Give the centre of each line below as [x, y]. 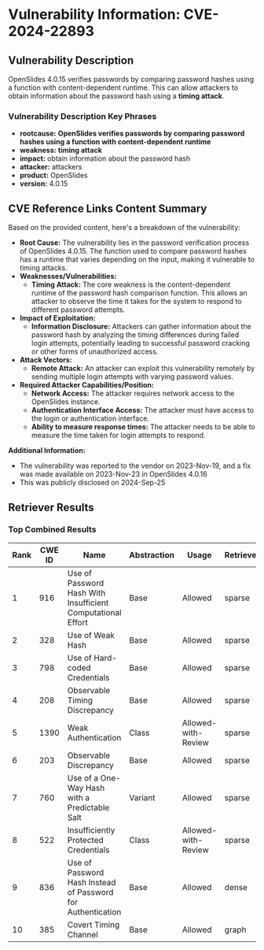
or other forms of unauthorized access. [95, 351]
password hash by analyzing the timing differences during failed [135, 335]
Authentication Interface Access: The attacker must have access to [142, 410]
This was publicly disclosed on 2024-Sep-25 [92, 483]
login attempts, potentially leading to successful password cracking [140, 343]
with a [79, 797]
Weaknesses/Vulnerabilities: [68, 276]
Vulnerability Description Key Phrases [82, 116]
